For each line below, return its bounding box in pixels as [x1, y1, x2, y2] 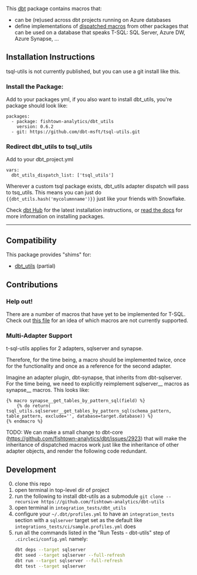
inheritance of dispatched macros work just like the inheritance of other [6, 441, 179, 448]
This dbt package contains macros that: [6, 5, 102, 12]
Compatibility [6, 235, 57, 245]
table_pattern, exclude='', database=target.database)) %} [6, 413, 154, 420]
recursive [14, 499, 39, 505]
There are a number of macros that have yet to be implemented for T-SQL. [6, 310, 186, 317]
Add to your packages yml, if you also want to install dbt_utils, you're [6, 96, 172, 103]
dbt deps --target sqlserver [14, 547, 86, 553]
